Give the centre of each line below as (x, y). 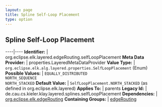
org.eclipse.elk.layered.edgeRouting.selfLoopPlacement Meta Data (75, 57)
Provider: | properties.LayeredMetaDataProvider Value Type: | (70, 63)
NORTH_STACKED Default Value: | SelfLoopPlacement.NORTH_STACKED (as (76, 83)
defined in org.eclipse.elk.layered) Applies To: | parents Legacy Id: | (76, 88)
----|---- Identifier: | (27, 52)
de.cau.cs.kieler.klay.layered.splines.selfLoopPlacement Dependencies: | (81, 94)
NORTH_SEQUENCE (21, 78)
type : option (19, 19)
